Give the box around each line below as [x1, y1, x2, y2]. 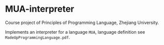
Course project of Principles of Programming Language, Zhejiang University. [5, 20, 159, 25]
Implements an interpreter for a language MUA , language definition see [5, 29, 145, 35]
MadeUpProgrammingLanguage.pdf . [5, 34, 70, 40]
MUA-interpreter [5, 3, 74, 15]
